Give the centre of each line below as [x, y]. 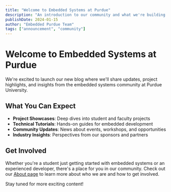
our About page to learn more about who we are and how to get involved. [82, 174]
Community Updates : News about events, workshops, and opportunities [89, 129]
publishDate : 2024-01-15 [32, 19]
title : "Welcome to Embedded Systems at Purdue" [58, 10]
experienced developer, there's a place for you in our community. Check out [86, 169]
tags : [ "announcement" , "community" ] [45, 29]
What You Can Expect [41, 106]
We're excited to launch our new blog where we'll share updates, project [81, 79]
